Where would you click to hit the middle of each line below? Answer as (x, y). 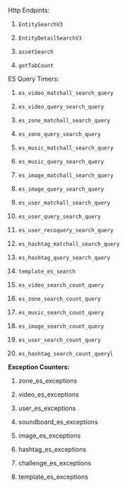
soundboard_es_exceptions (58, 422)
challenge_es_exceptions (55, 463)
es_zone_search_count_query (59, 299)
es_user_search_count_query (59, 340)
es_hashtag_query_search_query (64, 258)
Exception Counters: (39, 367)
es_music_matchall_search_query (66, 148)
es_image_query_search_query (61, 189)
